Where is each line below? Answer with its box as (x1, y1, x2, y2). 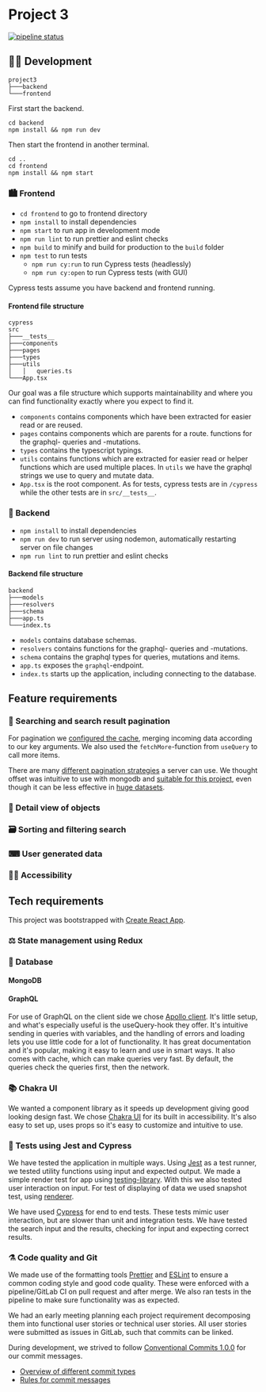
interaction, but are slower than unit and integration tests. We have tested (8, 1215, 248, 1226)
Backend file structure (8, 569, 83, 579)
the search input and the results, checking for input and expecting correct (8, 1224, 249, 1233)
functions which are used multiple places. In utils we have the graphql (19, 462, 252, 472)
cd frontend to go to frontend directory (19, 208, 148, 219)
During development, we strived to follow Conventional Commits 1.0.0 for (8, 1343, 246, 1352)
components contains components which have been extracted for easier (19, 412, 252, 422)
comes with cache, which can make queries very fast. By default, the (8, 1054, 234, 1063)
